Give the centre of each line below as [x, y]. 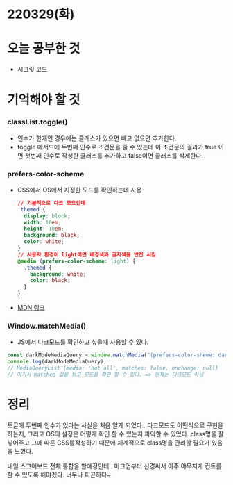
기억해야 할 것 [44, 100]
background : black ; [52, 236]
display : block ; [47, 216]
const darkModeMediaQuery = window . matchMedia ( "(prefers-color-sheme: [111, 355]
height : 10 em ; [44, 229]
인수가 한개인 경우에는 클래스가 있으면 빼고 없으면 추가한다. [97, 138]
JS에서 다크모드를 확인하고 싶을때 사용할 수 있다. [83, 342]
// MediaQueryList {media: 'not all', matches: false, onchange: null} [113, 368]
